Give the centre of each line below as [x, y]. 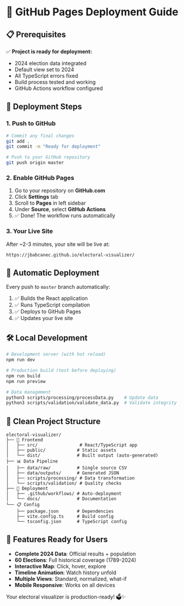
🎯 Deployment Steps [44, 107]
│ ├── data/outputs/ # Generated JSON [62, 473]
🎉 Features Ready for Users [57, 540]
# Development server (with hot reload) [56, 354]
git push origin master [35, 163]
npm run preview [26, 381]
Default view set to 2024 [44, 69]
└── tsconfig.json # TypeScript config [72, 522]
